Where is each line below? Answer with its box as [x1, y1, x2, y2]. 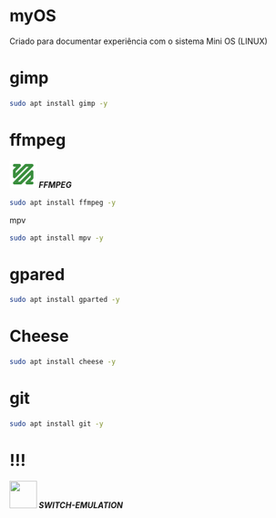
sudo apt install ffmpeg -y [9, 198, 117, 207]
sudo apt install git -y [9, 420, 104, 429]
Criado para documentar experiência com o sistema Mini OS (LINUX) [9, 36, 269, 47]
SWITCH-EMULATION [38, 499, 123, 511]
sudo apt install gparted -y [9, 295, 120, 305]
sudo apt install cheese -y [9, 357, 117, 367]
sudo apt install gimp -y [9, 98, 107, 108]
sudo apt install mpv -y [9, 233, 104, 243]
